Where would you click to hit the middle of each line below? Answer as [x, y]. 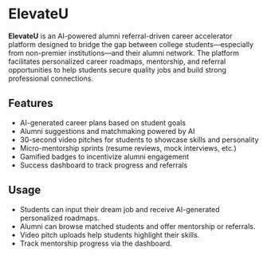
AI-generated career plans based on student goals [102, 122]
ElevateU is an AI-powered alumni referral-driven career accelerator [120, 36]
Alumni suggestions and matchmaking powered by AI [107, 131]
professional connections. [51, 78]
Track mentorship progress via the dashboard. [96, 243]
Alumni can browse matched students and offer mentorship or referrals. [137, 226]
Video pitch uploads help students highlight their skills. [110, 234]
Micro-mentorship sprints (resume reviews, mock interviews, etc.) [128, 148]
